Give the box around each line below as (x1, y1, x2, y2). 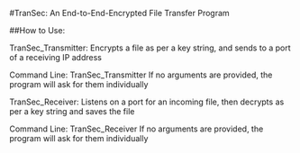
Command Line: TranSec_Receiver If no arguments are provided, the (9, 123, 264, 134)
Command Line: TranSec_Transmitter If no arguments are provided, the (9, 69, 273, 80)
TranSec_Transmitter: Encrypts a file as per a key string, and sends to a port (9, 42, 291, 53)
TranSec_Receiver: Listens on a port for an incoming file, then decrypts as (9, 96, 285, 107)
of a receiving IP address (9, 52, 102, 62)
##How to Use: (9, 25, 66, 35)
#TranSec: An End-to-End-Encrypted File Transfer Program (9, 8, 230, 18)
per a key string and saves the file (9, 106, 135, 116)
